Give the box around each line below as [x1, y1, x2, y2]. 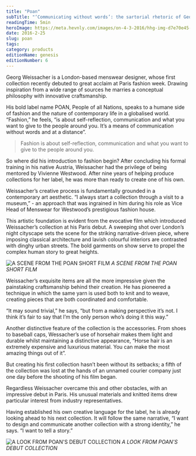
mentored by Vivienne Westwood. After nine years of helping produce [6, 170, 174, 177]
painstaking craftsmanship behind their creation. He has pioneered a [6, 283, 171, 290]
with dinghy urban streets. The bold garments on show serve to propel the [6, 242, 185, 249]
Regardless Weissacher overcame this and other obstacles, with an [6, 384, 167, 392]
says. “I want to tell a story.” [6, 427, 73, 434]
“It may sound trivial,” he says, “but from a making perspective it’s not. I [6, 307, 178, 314]
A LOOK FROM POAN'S [121, 438, 178, 445]
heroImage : [6, 25, 33, 31]
